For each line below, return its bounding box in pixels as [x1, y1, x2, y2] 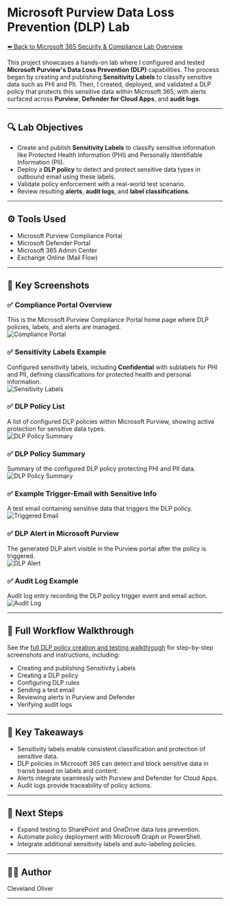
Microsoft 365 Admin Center [16, 246, 98, 254]
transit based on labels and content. [16, 766, 118, 775]
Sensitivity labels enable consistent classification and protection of [16, 744, 206, 753]
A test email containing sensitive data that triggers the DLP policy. [7, 505, 193, 513]
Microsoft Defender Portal [16, 238, 91, 247]
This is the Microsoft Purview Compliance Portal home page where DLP [7, 316, 209, 324]
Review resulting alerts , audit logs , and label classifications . [16, 187, 190, 195]
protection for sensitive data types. [7, 425, 106, 433]
